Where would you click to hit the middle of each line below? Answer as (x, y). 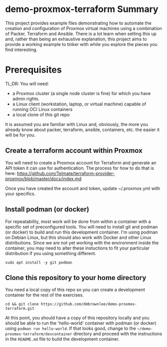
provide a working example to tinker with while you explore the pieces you (82, 44)
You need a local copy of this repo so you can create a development (75, 290)
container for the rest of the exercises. (44, 295)
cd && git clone (22, 304)
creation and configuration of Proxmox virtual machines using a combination (83, 28)
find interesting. (21, 49)
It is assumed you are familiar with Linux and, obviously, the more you (77, 124)
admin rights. (26, 98)
